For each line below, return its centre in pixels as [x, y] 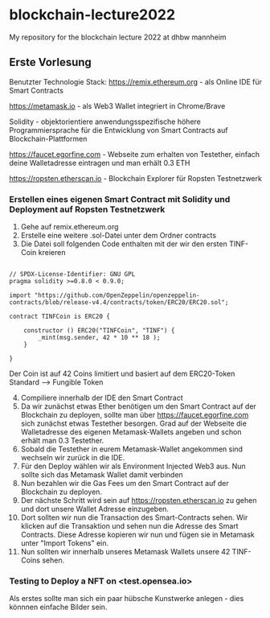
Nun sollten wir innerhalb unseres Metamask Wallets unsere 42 [125, 552]
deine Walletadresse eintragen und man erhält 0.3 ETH [100, 163]
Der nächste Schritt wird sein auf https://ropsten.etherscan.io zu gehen [139, 501]
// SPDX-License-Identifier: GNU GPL [72, 274]
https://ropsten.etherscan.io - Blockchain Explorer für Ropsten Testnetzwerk [135, 178]
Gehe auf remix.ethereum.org [70, 227]
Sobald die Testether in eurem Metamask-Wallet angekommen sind [132, 449]
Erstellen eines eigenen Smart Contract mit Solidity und [120, 199]
